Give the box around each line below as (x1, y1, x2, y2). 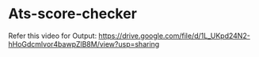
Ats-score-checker (8, 5, 137, 23)
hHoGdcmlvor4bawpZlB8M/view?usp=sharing (8, 39, 160, 48)
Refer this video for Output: (8, 31, 97, 40)
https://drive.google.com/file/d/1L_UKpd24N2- (98, 31, 251, 40)
